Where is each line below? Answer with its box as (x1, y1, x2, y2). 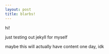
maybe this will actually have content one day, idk (5, 43, 104, 49)
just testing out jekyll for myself (5, 34, 68, 40)
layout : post (5, 7, 31, 12)
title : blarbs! (5, 12, 36, 16)
